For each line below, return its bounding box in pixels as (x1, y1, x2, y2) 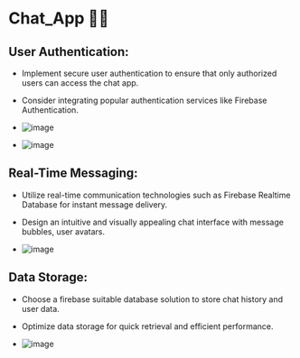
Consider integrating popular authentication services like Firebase (21, 95, 267, 106)
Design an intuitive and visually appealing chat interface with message (21, 216, 284, 227)
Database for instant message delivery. (21, 198, 168, 210)
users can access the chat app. (21, 78, 139, 88)
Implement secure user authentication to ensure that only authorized (21, 68, 277, 78)
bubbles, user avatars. (21, 225, 106, 237)
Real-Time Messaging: (8, 166, 138, 181)
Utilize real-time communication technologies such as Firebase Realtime (21, 189, 291, 200)
